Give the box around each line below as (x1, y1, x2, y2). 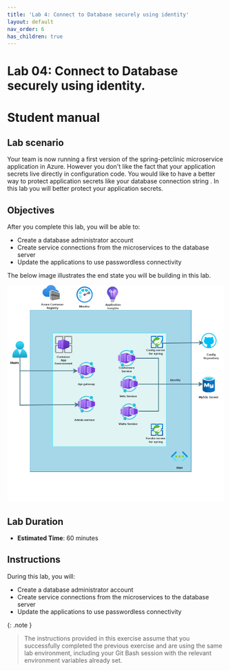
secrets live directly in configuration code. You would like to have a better (7, 169, 216, 178)
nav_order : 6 (7, 25, 45, 32)
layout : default (7, 18, 54, 25)
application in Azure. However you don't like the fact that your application (7, 163, 216, 171)
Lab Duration (7, 515, 64, 527)
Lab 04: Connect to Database (7, 63, 178, 79)
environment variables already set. (23, 656, 123, 664)
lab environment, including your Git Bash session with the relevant (23, 648, 212, 657)
